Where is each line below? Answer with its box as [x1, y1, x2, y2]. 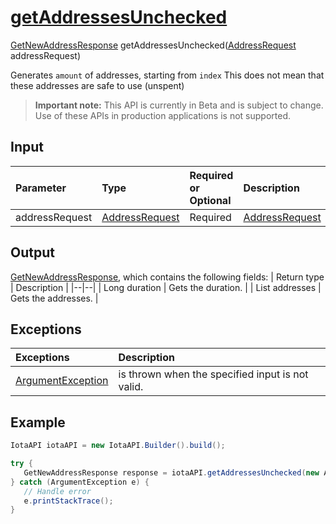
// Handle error [23, 486, 92, 496]
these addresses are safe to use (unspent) [10, 79, 185, 91]
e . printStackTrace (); [23, 496, 114, 506]
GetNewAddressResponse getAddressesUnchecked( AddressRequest [10, 39, 297, 51]
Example [10, 414, 66, 431]
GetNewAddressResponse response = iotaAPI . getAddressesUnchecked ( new [23, 467, 320, 478]
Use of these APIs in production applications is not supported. [34, 109, 291, 121]
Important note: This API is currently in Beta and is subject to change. [34, 99, 324, 111]
